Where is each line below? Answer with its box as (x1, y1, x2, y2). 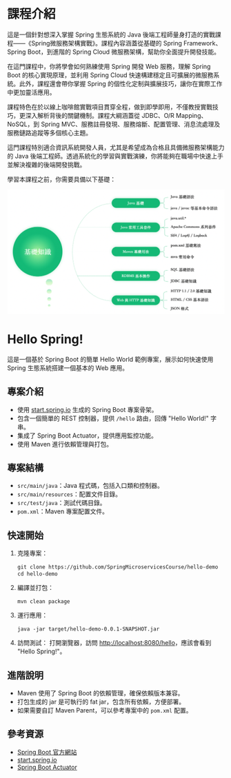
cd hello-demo (17, 571, 58, 577)
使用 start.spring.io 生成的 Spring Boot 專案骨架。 (17, 405, 158, 413)
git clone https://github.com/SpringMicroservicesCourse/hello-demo (17, 564, 219, 571)
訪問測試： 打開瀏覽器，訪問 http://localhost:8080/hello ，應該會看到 (17, 639, 212, 647)
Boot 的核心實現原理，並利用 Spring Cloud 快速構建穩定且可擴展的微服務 (7, 70, 214, 79)
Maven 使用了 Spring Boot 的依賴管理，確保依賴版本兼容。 (17, 689, 184, 697)
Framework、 (183, 39, 222, 47)
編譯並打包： (17, 584, 54, 592)
